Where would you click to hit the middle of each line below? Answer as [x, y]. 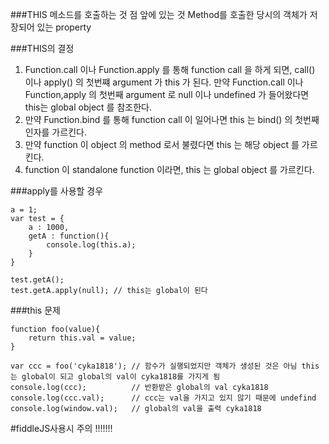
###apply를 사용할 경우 [57, 191]
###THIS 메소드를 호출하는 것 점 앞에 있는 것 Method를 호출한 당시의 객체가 [159, 14]
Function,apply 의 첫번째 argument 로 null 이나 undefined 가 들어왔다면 [167, 94]
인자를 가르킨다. [55, 132]
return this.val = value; [82, 338]
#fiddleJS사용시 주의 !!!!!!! [61, 428]
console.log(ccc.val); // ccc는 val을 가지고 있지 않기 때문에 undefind [163, 398]
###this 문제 [35, 310]
